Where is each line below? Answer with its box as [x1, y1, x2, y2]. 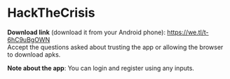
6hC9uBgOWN [7, 35, 50, 43]
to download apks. [7, 50, 61, 59]
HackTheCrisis [7, 5, 95, 21]
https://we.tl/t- [167, 28, 209, 36]
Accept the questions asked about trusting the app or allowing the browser [7, 43, 224, 51]
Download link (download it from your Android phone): [7, 28, 166, 36]
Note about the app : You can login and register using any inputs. [7, 64, 195, 72]
